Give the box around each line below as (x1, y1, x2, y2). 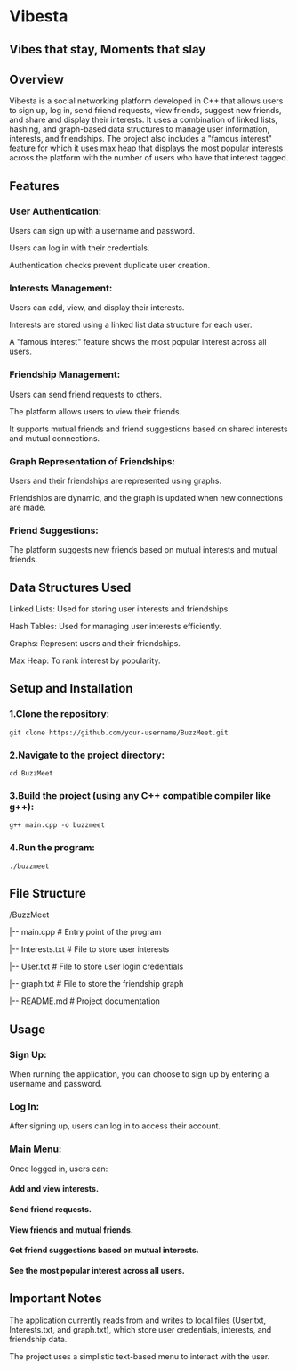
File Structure (9, 886, 86, 901)
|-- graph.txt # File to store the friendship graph (9, 979, 184, 989)
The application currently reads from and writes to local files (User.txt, (9, 1315, 267, 1325)
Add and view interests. (9, 1184, 100, 1194)
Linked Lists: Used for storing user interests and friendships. (9, 603, 231, 614)
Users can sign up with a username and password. (9, 226, 196, 236)
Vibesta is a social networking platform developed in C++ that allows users (9, 95, 284, 106)
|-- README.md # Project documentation (9, 996, 160, 1006)
